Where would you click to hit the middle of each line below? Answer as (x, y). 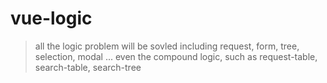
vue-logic (51, 18)
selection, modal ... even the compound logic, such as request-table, (176, 56)
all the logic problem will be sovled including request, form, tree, (167, 46)
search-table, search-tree (88, 67)
